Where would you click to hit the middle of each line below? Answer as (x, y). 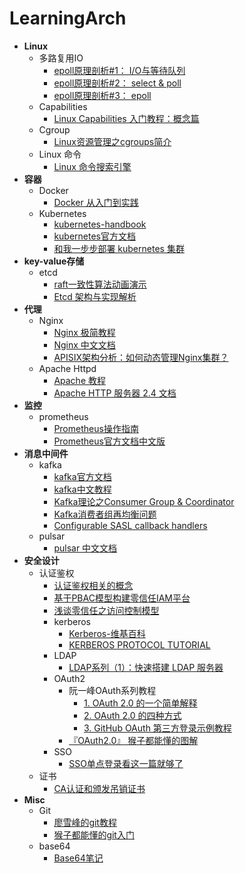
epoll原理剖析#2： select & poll (117, 83)
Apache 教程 (79, 380)
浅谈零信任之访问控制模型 (106, 610)
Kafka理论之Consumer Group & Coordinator (144, 501)
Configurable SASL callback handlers (130, 525)
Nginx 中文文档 (84, 344)
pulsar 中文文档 (85, 548)
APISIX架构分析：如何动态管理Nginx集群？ (141, 357)
